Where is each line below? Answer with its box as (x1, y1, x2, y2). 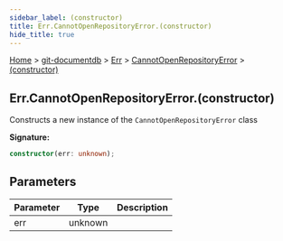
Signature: (9, 132, 50, 143)
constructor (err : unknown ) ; (9, 150, 116, 159)
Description (116, 200, 169, 213)
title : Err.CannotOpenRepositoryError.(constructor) (9, 22, 212, 31)
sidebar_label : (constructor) (9, 13, 124, 23)
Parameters (9, 174, 77, 190)
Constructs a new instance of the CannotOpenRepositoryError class (9, 115, 258, 125)
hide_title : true (9, 30, 75, 39)
